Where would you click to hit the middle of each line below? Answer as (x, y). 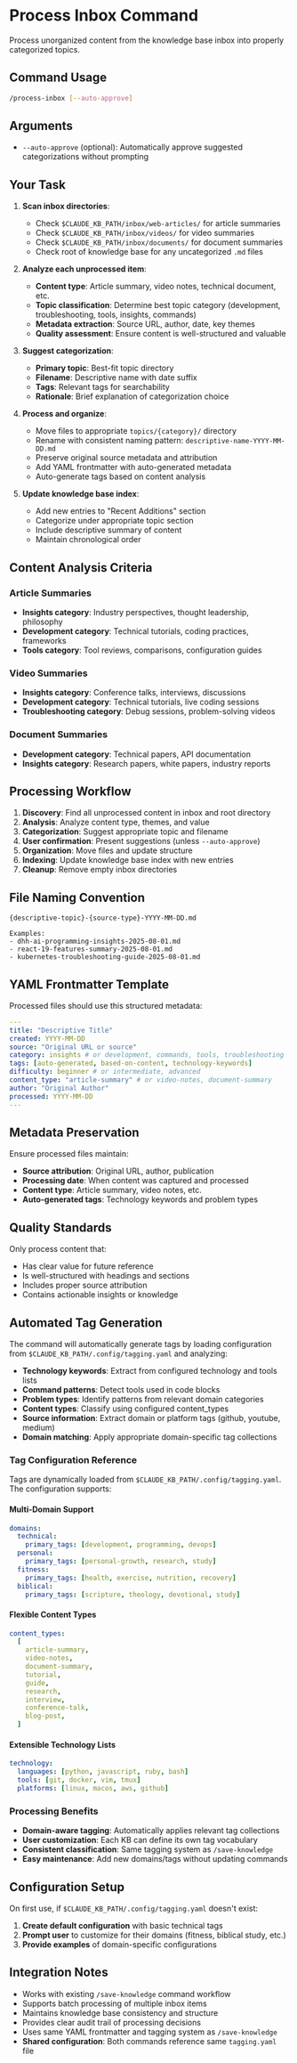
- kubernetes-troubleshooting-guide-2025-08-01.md (105, 957)
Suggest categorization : (68, 351)
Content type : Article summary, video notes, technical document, (156, 287)
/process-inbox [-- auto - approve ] (71, 98)
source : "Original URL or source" (73, 1047)
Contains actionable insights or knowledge (100, 1295)
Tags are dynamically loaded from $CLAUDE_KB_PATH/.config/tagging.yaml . (145, 1480)
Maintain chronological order (88, 540)
